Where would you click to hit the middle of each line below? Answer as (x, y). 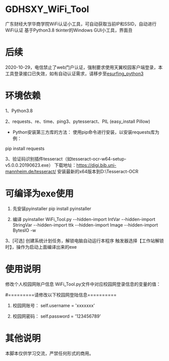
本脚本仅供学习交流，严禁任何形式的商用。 (49, 353)
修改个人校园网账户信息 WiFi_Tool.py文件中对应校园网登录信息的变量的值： (83, 284)
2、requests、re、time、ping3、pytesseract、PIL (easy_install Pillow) (78, 121)
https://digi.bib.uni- (97, 165)
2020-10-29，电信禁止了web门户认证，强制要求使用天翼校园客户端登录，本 (84, 67)
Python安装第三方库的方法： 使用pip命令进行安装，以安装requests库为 (86, 132)
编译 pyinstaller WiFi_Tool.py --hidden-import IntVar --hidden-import (84, 219)
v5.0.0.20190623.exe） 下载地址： (41, 165)
